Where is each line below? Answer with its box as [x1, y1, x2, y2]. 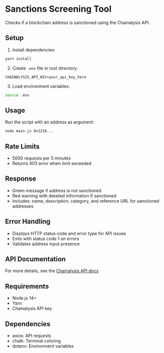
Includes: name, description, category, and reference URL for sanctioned [12, 198, 160, 204]
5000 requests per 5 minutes [12, 155, 71, 161]
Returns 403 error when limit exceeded [12, 161, 92, 166]
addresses [12, 203, 34, 209]
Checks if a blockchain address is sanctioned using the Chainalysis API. [5, 20, 150, 25]
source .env [5, 93, 29, 97]
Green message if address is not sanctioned [12, 188, 101, 193]
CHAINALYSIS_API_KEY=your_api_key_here [5, 74, 87, 79]
